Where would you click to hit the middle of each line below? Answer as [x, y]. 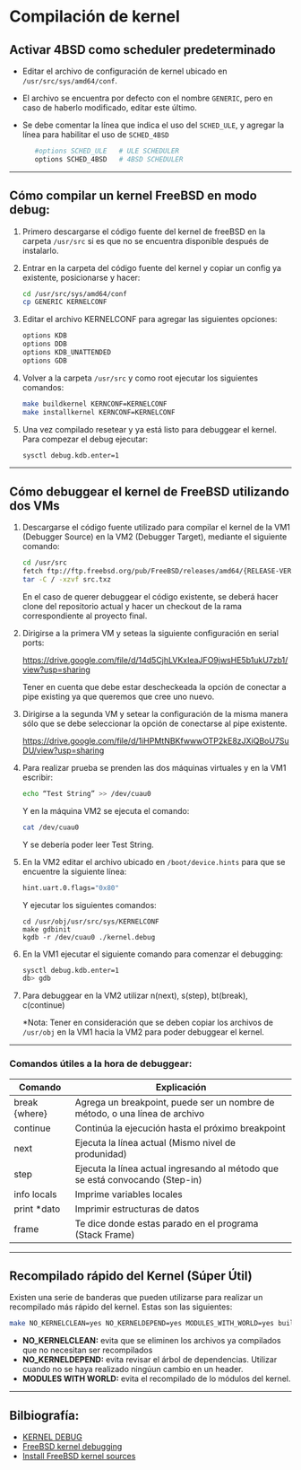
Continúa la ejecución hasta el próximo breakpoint [180, 1128]
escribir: [38, 777]
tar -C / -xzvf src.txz [67, 580]
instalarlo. [40, 250]
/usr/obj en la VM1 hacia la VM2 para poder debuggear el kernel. [143, 1032]
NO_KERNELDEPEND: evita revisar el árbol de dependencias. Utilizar [150, 1360]
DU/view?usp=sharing [63, 750]
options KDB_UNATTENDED [67, 353]
